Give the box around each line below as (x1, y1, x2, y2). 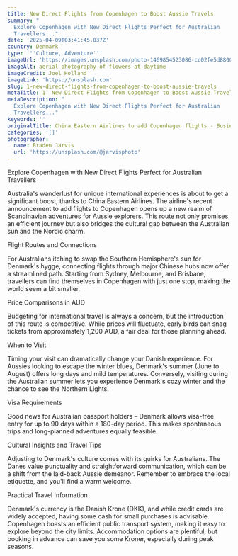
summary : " (7, 17, 40, 24)
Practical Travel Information (7, 491, 89, 499)
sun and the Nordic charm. (7, 227, 86, 235)
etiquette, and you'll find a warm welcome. (7, 477, 132, 485)
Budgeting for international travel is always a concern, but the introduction (7, 312, 225, 320)
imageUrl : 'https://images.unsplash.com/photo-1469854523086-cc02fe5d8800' (7, 57, 236, 64)
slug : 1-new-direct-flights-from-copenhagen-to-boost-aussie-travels (7, 83, 217, 90)
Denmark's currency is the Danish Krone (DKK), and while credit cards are (7, 504, 225, 513)
